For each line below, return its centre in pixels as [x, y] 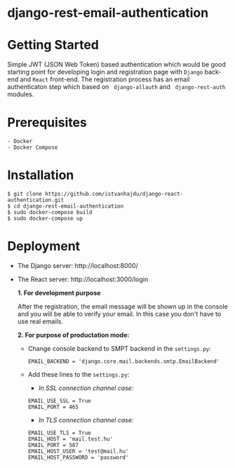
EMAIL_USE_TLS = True [59, 433]
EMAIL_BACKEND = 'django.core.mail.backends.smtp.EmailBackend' [124, 361]
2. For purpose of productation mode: [73, 335]
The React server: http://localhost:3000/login [83, 279]
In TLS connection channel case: [86, 420]
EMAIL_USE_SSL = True [59, 401]
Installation [41, 175]
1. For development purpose [59, 293]
